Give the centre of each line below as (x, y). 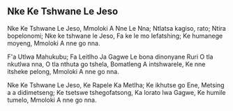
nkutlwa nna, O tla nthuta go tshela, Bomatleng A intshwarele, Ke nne (106, 64)
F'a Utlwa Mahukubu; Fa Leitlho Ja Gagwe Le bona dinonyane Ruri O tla (110, 57)
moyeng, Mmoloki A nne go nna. (54, 43)
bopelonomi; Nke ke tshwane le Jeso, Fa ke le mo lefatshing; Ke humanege (115, 36)
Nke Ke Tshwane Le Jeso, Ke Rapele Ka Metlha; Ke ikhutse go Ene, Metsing (116, 85)
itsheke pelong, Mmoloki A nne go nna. (63, 71)
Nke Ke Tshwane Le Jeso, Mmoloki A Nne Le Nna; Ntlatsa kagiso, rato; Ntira (117, 28)
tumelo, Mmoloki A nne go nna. (52, 100)
